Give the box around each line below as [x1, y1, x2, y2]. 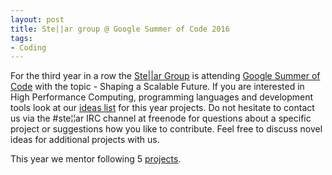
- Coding [10, 42, 47, 53]
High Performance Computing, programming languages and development [10, 91, 314, 103]
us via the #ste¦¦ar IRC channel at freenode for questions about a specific [10, 112, 312, 125]
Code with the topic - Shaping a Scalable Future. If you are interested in [10, 81, 305, 93]
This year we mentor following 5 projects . [10, 153, 182, 165]
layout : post [10, 14, 65, 25]
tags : [10, 33, 33, 43]
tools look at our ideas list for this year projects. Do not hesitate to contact [10, 102, 315, 114]
